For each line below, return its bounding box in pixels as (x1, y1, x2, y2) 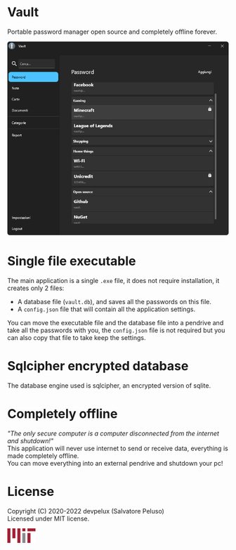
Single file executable (7, 254, 136, 269)
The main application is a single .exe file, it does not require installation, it (7, 276, 220, 284)
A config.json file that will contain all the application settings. (17, 305, 196, 313)
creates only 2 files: (7, 284, 65, 292)
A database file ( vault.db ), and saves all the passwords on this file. (17, 297, 212, 306)
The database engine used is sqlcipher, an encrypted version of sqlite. (7, 381, 211, 390)
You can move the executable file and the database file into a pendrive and (7, 318, 224, 327)
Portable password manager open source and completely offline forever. (7, 27, 218, 36)
